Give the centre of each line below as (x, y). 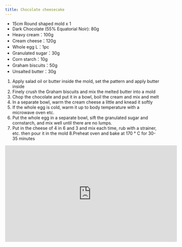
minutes (27, 138)
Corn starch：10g (30, 59)
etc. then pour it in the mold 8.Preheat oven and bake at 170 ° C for (79, 133)
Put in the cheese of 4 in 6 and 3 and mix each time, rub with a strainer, (84, 128)
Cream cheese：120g (34, 41)
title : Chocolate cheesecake (35, 10)
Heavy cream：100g (33, 34)
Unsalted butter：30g (34, 71)
